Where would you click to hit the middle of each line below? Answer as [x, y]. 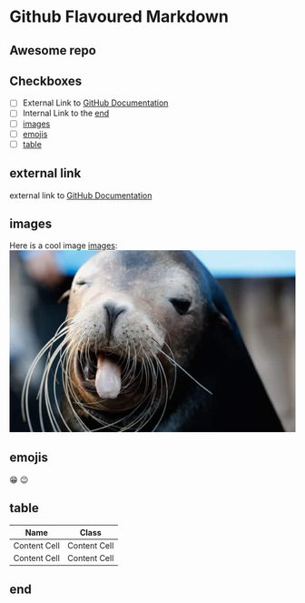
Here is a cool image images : [64, 246]
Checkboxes [46, 80]
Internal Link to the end [66, 113]
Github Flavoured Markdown [119, 17]
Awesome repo [53, 50]
